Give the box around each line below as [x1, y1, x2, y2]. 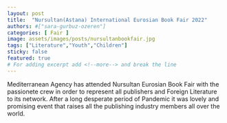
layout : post [7, 10, 45, 17]
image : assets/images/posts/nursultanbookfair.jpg [7, 36, 155, 43]
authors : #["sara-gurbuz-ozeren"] [7, 23, 107, 30]
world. [7, 109, 25, 118]
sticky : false [7, 49, 48, 56]
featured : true [7, 55, 51, 62]
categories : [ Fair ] [7, 29, 69, 36]
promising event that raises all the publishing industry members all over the [7, 102, 220, 110]
